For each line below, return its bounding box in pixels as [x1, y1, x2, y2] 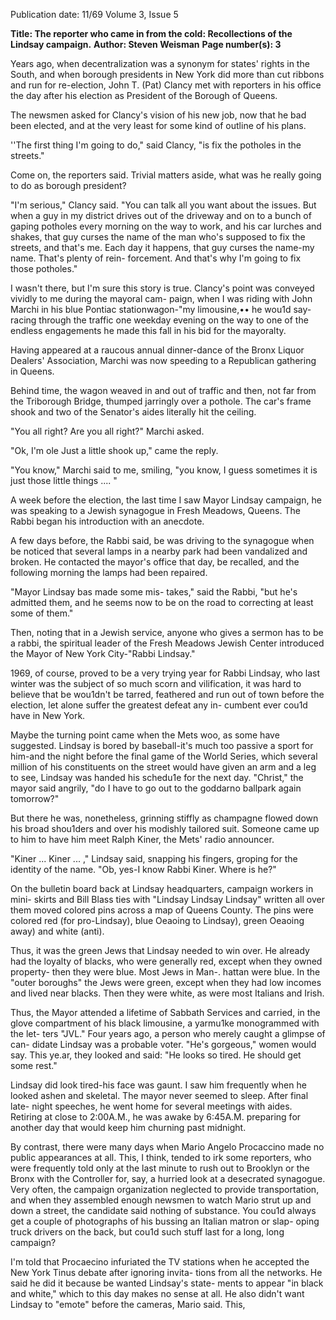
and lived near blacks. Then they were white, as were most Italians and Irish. [10, 987, 325, 999]
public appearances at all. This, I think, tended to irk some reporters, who [10, 1152, 312, 1163]
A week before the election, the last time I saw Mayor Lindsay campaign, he [10, 494, 322, 506]
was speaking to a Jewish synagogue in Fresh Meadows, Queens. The [10, 505, 301, 516]
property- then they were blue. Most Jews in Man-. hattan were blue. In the [10, 966, 321, 978]
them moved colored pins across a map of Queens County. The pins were [10, 904, 314, 916]
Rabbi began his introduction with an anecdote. [10, 515, 205, 527]
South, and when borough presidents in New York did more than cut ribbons [10, 69, 325, 80]
